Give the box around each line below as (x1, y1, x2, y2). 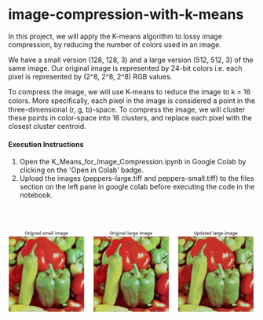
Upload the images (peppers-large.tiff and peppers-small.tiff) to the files (19, 174, 254, 183)
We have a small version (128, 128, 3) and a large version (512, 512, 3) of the (8, 55, 254, 64)
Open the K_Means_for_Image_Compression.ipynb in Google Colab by (19, 157, 247, 167)
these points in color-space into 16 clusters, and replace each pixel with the (8, 112, 253, 123)
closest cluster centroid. (8, 121, 86, 131)
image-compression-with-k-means (8, 6, 244, 24)
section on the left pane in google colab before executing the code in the (19, 182, 255, 192)
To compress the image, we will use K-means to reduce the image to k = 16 (8, 86, 251, 96)
